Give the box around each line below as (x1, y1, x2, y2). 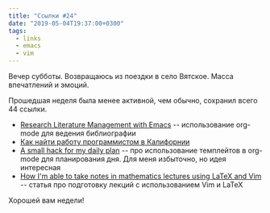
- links (15, 34, 42, 43)
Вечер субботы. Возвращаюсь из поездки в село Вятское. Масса (8, 72, 234, 81)
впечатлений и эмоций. (8, 80, 89, 90)
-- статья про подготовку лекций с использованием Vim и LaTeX (19, 180, 243, 190)
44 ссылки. (8, 104, 48, 114)
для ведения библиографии (41, 128, 136, 138)
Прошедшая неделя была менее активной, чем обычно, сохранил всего (8, 96, 258, 105)
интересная (19, 163, 61, 172)
